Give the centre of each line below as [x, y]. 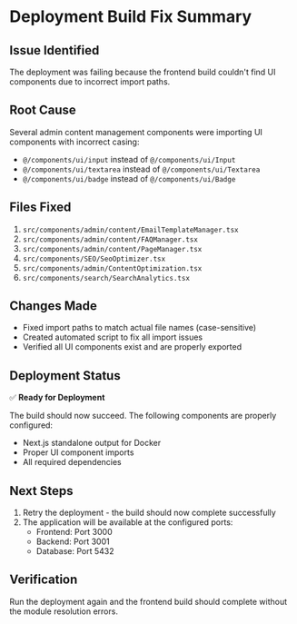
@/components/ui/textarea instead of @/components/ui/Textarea [141, 169]
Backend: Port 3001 [73, 541]
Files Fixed [40, 208]
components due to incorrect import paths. [90, 82]
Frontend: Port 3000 [74, 532]
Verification [44, 580]
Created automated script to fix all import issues [112, 337]
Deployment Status [65, 376]
